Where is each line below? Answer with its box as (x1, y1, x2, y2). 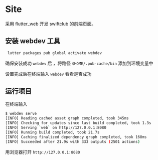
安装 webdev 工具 (5, 37, 61, 46)
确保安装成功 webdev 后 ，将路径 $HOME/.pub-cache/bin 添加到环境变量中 (5, 60, 153, 66)
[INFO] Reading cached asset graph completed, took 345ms (5, 116, 129, 121)
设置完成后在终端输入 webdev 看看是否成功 (5, 71, 92, 77)
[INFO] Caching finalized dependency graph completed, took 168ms (5, 134, 147, 139)
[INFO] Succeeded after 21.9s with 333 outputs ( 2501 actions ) (5, 139, 140, 144)
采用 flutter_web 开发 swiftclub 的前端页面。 (5, 21, 96, 27)
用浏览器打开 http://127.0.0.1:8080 (5, 149, 80, 155)
